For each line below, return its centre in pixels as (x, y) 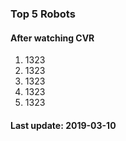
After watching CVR (52, 38)
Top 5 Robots (43, 14)
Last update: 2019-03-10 (63, 125)
